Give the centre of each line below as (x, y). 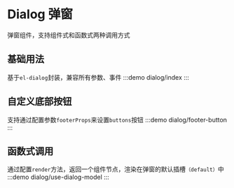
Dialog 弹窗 (40, 14)
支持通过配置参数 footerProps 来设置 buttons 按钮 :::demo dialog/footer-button (117, 120)
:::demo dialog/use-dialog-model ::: (58, 177)
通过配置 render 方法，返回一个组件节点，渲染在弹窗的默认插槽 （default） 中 (116, 169)
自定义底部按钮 (40, 102)
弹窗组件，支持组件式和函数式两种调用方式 (69, 35)
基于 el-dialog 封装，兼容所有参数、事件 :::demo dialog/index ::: (98, 77)
